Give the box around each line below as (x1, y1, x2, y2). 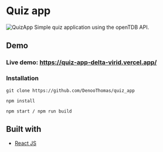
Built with (6, 124, 42, 134)
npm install (6, 98, 35, 104)
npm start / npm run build (6, 108, 72, 114)
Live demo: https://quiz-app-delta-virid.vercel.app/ (6, 58, 157, 67)
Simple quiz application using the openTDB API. (34, 24, 150, 31)
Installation (6, 74, 39, 82)
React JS (14, 140, 37, 147)
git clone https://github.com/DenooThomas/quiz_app (6, 87, 135, 94)
